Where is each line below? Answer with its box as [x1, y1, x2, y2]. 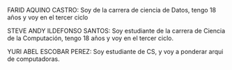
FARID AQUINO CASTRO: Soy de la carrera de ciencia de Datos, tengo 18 [7, 6, 217, 14]
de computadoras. [7, 55, 61, 63]
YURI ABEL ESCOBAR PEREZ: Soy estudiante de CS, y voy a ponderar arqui [7, 48, 224, 55]
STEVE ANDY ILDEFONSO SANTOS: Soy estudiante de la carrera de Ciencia [7, 27, 226, 35]
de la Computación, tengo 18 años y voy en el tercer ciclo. [7, 34, 174, 42]
